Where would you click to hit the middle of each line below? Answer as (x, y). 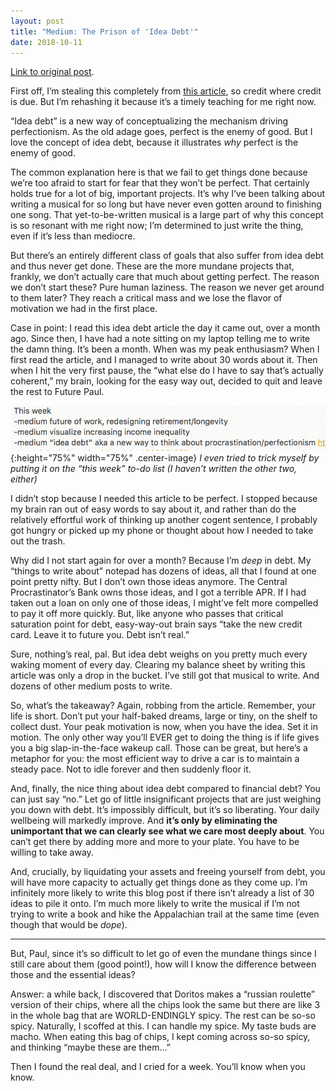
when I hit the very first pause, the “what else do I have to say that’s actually (167, 371)
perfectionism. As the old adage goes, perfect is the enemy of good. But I (161, 132)
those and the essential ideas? (73, 975)
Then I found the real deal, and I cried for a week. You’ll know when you (158, 1067)
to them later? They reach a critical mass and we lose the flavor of (146, 298)
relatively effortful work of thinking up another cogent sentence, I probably (164, 520)
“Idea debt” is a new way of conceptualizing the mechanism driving (149, 121)
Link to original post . (52, 72)
